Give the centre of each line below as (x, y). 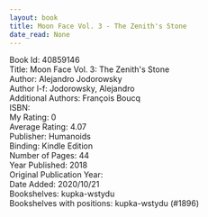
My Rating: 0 (33, 117)
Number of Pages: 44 (50, 156)
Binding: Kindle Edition (51, 146)
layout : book (34, 18)
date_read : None (40, 34)
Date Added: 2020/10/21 (54, 185)
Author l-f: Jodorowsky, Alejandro (72, 89)
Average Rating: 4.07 (48, 127)
